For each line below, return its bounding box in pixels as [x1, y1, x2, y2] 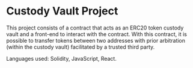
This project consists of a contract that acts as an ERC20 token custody [6, 24, 184, 31]
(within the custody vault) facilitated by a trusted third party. [6, 43, 155, 51]
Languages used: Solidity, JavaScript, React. [6, 55, 117, 62]
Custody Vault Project [6, 4, 118, 18]
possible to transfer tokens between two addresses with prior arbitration [6, 37, 185, 44]
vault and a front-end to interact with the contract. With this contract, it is [6, 30, 188, 37]
